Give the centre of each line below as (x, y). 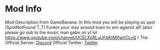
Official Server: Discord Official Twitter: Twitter (52, 42)
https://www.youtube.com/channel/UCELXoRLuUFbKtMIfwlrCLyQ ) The (76, 37)
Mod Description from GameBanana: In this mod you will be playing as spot (80, 22)
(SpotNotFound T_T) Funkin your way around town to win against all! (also (79, 27)
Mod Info (24, 9)
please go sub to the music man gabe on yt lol (51, 32)
